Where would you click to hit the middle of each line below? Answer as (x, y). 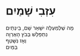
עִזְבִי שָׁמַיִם (31, 11)
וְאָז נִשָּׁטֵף (16, 40)
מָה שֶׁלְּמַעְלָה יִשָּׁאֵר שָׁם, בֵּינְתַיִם (40, 28)
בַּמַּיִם (12, 47)
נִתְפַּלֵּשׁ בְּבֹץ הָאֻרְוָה (27, 34)
